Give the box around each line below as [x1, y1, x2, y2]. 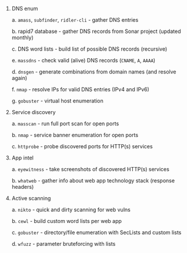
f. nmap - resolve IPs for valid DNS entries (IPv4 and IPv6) [11, 86, 150, 93]
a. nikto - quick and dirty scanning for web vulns [11, 206, 131, 213]
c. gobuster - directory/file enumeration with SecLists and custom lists [11, 229, 182, 236]
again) [11, 75, 28, 81]
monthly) [11, 34, 34, 41]
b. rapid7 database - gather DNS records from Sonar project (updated [11, 28, 181, 35]
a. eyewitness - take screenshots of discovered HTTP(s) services [11, 166, 169, 172]
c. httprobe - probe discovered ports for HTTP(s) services [11, 143, 153, 149]
